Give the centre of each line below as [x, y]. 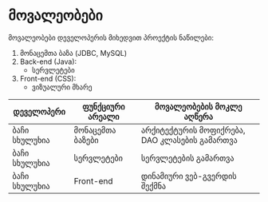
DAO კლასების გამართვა [189, 140]
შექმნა [153, 186]
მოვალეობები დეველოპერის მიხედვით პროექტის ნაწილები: [111, 38]
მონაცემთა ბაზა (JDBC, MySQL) [73, 53]
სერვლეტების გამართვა [187, 158]
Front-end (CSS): [48, 78]
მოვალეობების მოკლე [198, 106]
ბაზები [86, 140]
